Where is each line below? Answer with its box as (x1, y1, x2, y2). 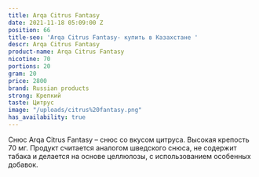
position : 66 (8, 26, 51, 34)
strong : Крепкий (8, 92, 61, 99)
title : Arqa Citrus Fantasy (8, 11, 100, 20)
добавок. (8, 160, 38, 169)
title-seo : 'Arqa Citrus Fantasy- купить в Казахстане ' (8, 33, 199, 42)
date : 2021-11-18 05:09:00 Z (8, 19, 104, 27)
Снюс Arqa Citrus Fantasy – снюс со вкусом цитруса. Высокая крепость (8, 135, 250, 144)
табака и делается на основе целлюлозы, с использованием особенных (8, 151, 251, 161)
